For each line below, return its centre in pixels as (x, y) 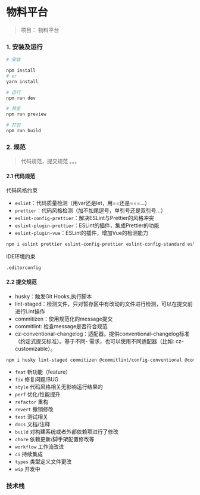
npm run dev (21, 98)
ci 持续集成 (29, 454)
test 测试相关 (32, 417)
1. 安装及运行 (24, 47)
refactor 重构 (32, 402)
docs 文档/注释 (32, 424)
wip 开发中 (27, 469)
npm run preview (26, 114)
